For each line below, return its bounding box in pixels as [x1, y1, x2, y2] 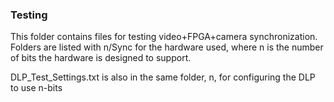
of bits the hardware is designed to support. [10, 52, 192, 64]
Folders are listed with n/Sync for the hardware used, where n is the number [10, 41, 324, 53]
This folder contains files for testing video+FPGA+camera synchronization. [10, 31, 318, 43]
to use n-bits [10, 82, 63, 94]
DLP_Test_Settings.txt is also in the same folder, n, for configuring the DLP [10, 71, 316, 83]
